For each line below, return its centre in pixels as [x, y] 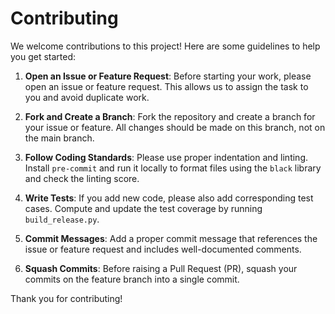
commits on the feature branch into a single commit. [132, 279]
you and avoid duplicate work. [87, 97]
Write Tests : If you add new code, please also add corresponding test [169, 198]
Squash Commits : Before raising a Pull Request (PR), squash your [161, 268]
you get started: [43, 56]
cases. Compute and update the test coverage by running [143, 208]
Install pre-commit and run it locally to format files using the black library [173, 168]
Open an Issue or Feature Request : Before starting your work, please [168, 76]
